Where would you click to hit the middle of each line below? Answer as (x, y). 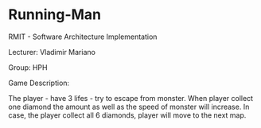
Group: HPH (28, 67)
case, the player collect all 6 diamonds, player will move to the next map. (127, 115)
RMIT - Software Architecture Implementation (83, 37)
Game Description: (39, 83)
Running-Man (55, 15)
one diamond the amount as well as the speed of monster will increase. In (129, 107)
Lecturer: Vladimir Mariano (52, 52)
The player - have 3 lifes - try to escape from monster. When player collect (130, 98)
